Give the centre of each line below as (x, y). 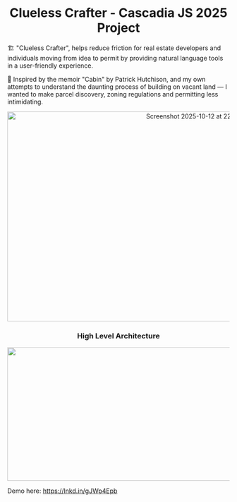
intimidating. (25, 102)
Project (119, 28)
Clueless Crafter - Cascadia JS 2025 (119, 13)
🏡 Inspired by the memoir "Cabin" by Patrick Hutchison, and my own (107, 79)
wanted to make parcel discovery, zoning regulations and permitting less (113, 94)
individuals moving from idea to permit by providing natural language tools (115, 58)
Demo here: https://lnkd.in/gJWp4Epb (62, 491)
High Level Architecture (119, 336)
